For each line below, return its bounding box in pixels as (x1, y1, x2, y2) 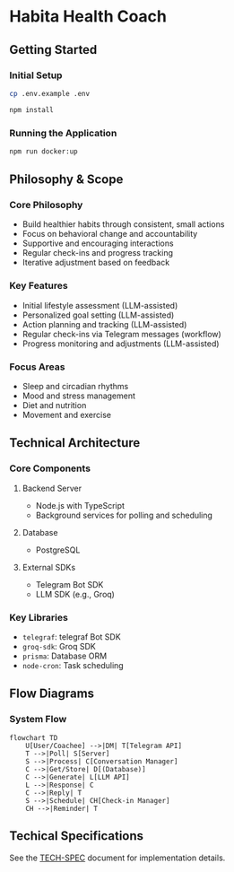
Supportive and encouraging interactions (22, 238, 174, 249)
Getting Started (9, 42, 98, 57)
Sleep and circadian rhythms (22, 381, 129, 392)
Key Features (9, 280, 69, 292)
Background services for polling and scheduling (35, 510, 213, 520)
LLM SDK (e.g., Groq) (35, 589, 115, 599)
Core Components (9, 462, 91, 475)
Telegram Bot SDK (35, 579, 104, 589)
